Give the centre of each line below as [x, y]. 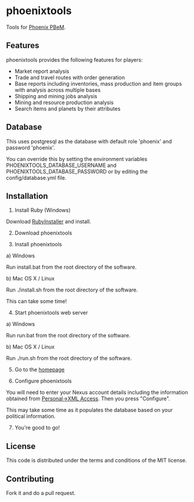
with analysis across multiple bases [58, 90]
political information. [31, 416]
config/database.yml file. [36, 178]
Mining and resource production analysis [64, 102]
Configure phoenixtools [43, 381]
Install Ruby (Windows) [43, 210]
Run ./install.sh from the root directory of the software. [72, 290]
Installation [27, 196]
